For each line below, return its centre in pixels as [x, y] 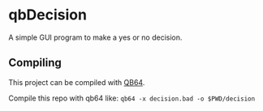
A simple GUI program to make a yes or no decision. [95, 37]
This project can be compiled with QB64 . [77, 82]
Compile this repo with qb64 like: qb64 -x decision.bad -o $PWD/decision [132, 98]
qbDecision [48, 15]
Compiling [35, 63]
